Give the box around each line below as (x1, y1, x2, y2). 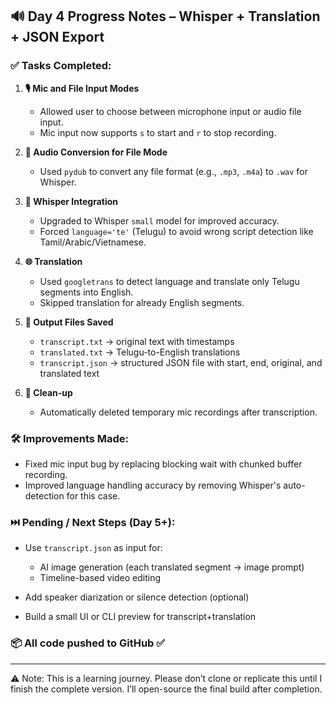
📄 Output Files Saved (24, 316, 114, 328)
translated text (39, 367, 100, 379)
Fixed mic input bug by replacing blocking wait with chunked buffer (24, 458, 303, 470)
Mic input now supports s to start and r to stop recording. (39, 126, 277, 138)
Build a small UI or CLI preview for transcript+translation (24, 611, 257, 623)
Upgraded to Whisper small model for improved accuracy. (39, 214, 280, 227)
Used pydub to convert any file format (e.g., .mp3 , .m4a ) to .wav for (39, 165, 308, 177)
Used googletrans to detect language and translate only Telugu (39, 275, 300, 287)
